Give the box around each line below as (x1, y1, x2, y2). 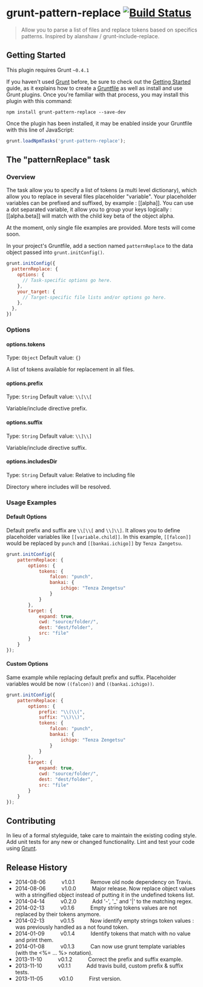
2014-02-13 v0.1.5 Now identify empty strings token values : (15, 917, 194, 924)
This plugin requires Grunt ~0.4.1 (6, 66, 90, 73)
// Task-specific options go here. (22, 277, 113, 283)
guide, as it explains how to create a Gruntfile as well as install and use (6, 84, 183, 92)
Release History (6, 862, 68, 872)
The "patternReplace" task (6, 155, 110, 165)
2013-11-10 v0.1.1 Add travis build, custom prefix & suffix (15, 962, 184, 969)
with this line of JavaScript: (6, 126, 75, 133)
